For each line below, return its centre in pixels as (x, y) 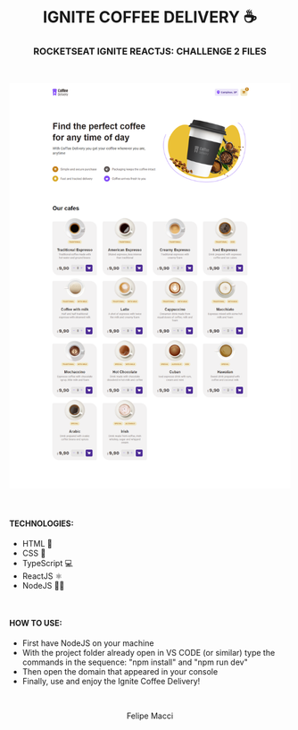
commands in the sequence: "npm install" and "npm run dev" (135, 662)
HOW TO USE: (36, 624)
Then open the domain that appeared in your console (120, 671)
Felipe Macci (150, 716)
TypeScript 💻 (47, 563)
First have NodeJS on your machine (88, 643)
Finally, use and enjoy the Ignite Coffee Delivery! (111, 681)
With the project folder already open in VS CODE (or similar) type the (149, 652)
